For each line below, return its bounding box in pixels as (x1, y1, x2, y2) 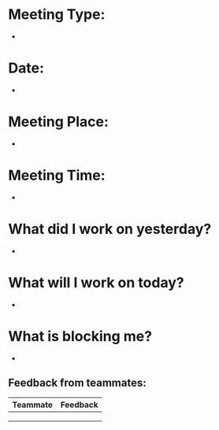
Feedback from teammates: (8, 376, 147, 389)
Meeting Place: (8, 113, 109, 131)
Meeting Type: (8, 6, 106, 24)
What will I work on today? (8, 273, 184, 291)
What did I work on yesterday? (8, 220, 212, 238)
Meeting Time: (8, 167, 106, 184)
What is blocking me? (8, 327, 152, 345)
